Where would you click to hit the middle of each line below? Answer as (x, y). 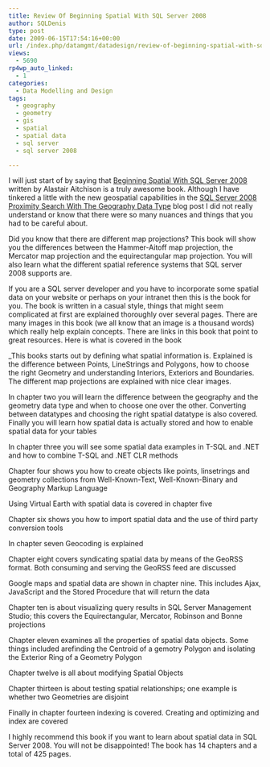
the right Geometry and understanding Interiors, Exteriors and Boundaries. (131, 373)
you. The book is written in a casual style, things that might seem (116, 306)
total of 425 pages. (40, 754)
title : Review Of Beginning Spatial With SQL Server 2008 (107, 16)
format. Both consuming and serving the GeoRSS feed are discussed (122, 568)
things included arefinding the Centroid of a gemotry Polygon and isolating (132, 649)
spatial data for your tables (53, 431)
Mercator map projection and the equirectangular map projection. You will (131, 256)
